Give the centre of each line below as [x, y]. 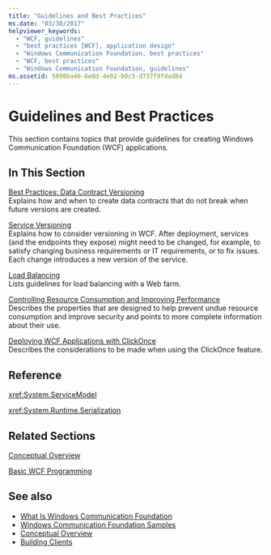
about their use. [35, 326]
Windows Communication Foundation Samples [98, 524]
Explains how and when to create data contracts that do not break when [128, 201]
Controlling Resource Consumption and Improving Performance [114, 300]
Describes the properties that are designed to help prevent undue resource [133, 308]
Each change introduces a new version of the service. [98, 259]
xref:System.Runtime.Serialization [65, 411]
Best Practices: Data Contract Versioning [76, 192]
